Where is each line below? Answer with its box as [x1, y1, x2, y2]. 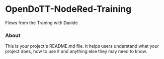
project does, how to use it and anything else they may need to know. [5, 48, 148, 55]
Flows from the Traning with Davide [5, 20, 78, 26]
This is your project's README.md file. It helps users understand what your [5, 43, 159, 49]
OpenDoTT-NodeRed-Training [5, 3, 132, 15]
